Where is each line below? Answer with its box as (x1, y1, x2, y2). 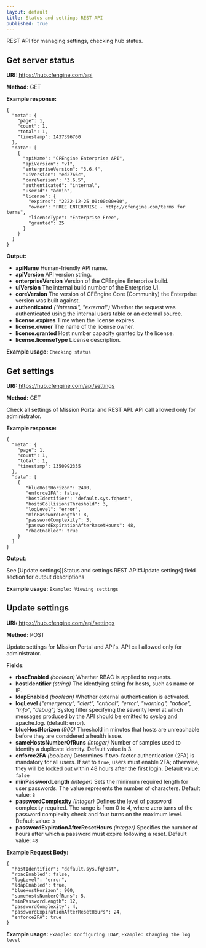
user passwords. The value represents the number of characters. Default (15, 784, 200, 792)
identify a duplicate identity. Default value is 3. (15, 745, 133, 752)
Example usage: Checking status (6, 348, 91, 355)
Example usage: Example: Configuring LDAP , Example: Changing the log (6, 930, 191, 938)
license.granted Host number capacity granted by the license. (15, 330, 174, 337)
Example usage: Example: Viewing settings (6, 585, 119, 592)
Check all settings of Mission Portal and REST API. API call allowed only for (6, 406, 196, 413)
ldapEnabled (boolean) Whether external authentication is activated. (15, 693, 189, 700)
